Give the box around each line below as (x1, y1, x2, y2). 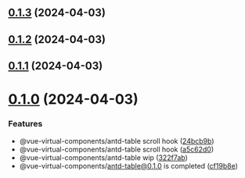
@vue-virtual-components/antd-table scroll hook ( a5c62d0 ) (19, 144, 214, 154)
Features (8, 119, 43, 130)
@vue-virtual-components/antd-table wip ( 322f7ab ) (19, 152, 188, 162)
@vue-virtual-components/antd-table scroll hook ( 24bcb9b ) (19, 136, 214, 145)
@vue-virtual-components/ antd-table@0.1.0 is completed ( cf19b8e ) (19, 161, 239, 170)
